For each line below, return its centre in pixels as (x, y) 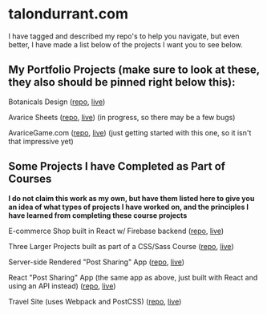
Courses (30, 179)
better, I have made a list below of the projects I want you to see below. (125, 44)
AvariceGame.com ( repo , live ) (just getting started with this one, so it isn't (130, 132)
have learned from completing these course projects (98, 215)
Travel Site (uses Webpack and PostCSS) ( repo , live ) (95, 301)
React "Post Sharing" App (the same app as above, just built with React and (133, 277)
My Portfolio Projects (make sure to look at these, (134, 70)
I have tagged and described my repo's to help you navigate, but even (124, 36)
